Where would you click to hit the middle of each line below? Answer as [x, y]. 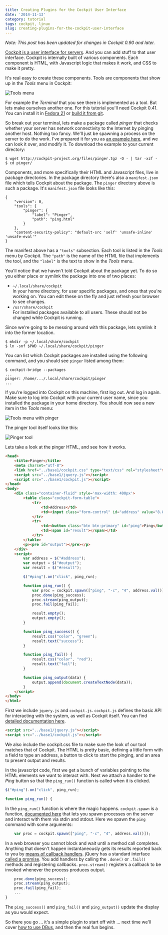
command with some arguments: [39, 824]
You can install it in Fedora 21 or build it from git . [55, 113]
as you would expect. [27, 912]
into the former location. [30, 332]
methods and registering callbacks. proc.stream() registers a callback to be [83, 864]
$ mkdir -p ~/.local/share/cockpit [42, 342]
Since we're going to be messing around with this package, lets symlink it [81, 327]
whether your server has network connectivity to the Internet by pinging [79, 128]
